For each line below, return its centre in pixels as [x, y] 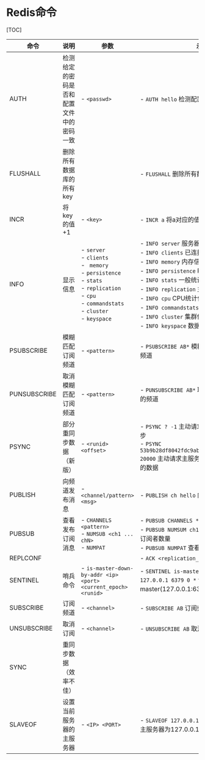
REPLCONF [26, 558]
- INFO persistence [168, 270]
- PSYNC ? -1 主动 [165, 426]
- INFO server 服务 [167, 243]
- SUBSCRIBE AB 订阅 [168, 608]
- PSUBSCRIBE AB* [165, 346]
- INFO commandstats [170, 307]
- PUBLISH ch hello [168, 495]
